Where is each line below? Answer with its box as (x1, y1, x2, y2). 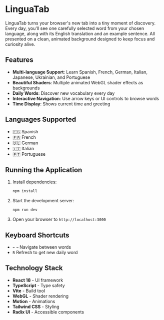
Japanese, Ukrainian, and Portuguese (12, 74, 90, 80)
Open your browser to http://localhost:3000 (12, 216, 106, 223)
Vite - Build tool (12, 288, 45, 294)
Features (5, 56, 33, 64)
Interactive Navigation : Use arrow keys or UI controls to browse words (12, 95, 159, 101)
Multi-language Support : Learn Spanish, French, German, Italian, (12, 69, 148, 75)
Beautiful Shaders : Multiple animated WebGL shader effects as (12, 79, 143, 85)
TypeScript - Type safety (12, 282, 65, 288)
